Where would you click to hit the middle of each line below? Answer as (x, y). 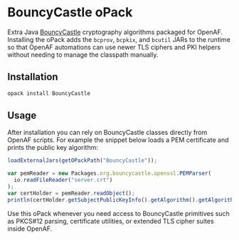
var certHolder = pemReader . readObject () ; (71, 193)
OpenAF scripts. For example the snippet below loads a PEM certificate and (118, 140)
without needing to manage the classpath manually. (83, 55)
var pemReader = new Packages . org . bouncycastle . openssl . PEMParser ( (110, 174)
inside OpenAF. (30, 229)
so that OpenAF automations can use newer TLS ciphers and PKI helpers (114, 47)
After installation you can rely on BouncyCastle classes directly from (107, 133)
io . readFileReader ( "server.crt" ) (63, 180)
